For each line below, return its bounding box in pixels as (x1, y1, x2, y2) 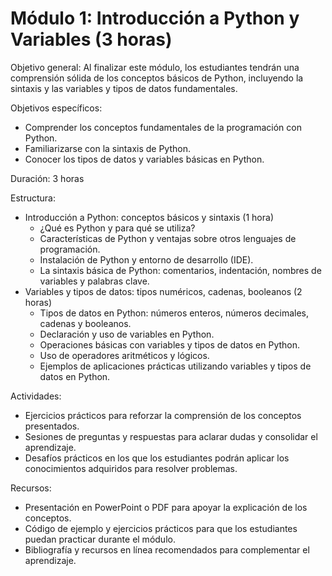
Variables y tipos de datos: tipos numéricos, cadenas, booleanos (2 (24, 285, 303, 297)
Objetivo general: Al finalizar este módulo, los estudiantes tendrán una (10, 61, 300, 73)
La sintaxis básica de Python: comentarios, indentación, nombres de (39, 264, 322, 276)
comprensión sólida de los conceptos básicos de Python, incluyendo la (10, 72, 304, 84)
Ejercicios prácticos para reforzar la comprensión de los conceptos (24, 409, 302, 421)
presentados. (24, 420, 80, 432)
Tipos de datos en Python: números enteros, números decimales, (39, 307, 309, 319)
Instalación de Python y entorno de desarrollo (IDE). (39, 253, 254, 266)
